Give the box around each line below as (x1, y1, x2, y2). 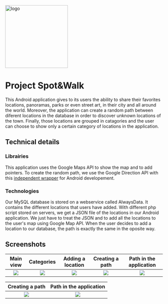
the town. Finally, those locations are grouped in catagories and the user (5, 118, 154, 124)
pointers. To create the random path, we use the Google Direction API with (5, 169, 158, 175)
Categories (28, 258, 56, 265)
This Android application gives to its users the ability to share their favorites (5, 96, 161, 103)
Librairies (5, 153, 29, 160)
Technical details (5, 138, 60, 146)
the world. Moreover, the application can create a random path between (5, 107, 153, 113)
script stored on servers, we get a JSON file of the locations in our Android (5, 210, 159, 216)
